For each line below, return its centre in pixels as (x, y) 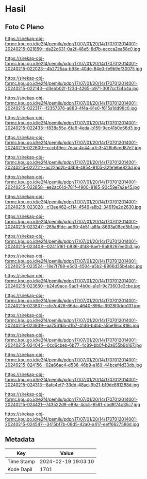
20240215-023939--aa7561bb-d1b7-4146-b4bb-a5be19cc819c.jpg (72, 325)
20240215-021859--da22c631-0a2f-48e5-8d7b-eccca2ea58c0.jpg (73, 49)
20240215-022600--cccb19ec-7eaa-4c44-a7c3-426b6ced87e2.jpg (73, 148)
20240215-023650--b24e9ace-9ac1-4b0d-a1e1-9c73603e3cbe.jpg (73, 286)
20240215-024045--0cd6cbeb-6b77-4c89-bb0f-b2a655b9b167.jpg (73, 345)
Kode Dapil (20, 469)
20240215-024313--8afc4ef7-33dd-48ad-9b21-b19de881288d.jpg (72, 385)
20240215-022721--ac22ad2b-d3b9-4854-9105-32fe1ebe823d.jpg (73, 167)
